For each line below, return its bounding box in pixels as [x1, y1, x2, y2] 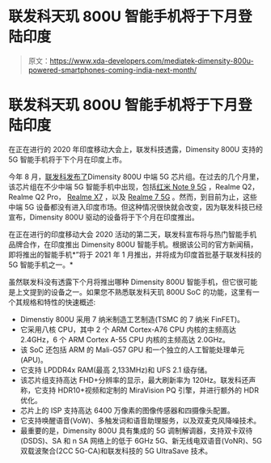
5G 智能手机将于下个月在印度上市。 [8, 155, 127, 164]
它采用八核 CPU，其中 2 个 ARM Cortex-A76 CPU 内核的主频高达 [19, 325, 237, 334]
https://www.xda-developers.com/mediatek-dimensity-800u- [49, 56, 254, 66]
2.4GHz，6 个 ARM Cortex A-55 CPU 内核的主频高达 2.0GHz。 [19, 334, 231, 344]
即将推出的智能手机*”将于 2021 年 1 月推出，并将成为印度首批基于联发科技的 [8, 249, 262, 259]
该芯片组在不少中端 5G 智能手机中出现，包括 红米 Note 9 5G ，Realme [8, 181, 241, 191]
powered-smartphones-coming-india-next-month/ [28, 65, 197, 74]
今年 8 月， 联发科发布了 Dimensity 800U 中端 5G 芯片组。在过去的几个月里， [8, 172, 264, 181]
